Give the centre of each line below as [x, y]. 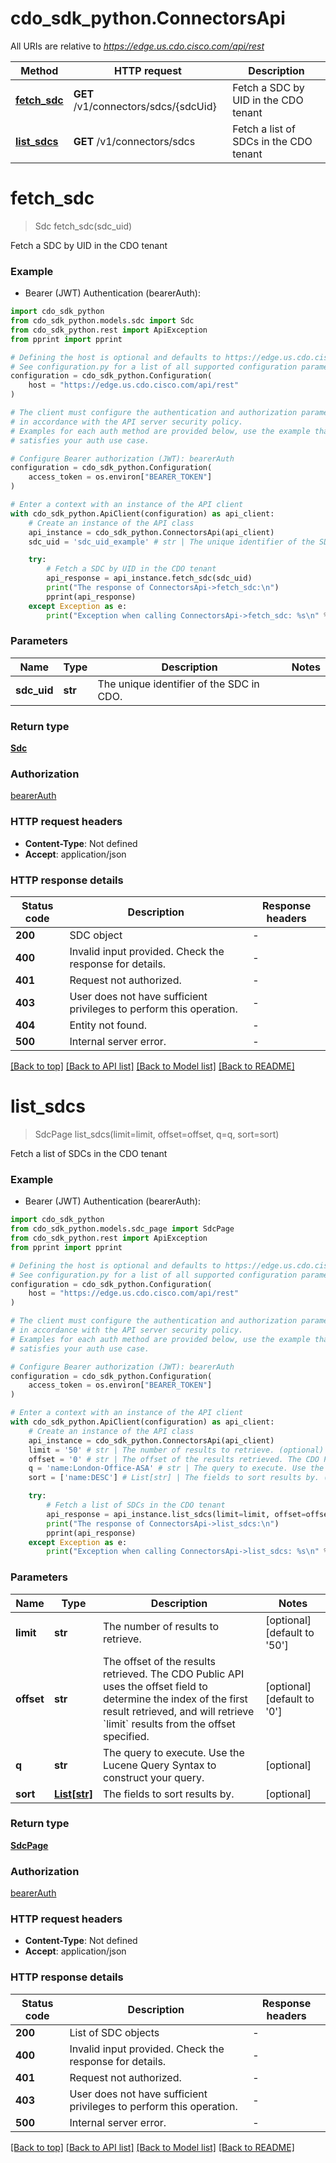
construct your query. [154, 1777]
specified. [126, 1736]
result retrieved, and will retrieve [179, 1711]
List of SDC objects [114, 2032]
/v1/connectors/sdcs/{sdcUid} [145, 106]
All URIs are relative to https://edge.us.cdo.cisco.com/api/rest [137, 46]
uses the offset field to [155, 1686]
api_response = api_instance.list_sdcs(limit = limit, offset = [176, 1514]
